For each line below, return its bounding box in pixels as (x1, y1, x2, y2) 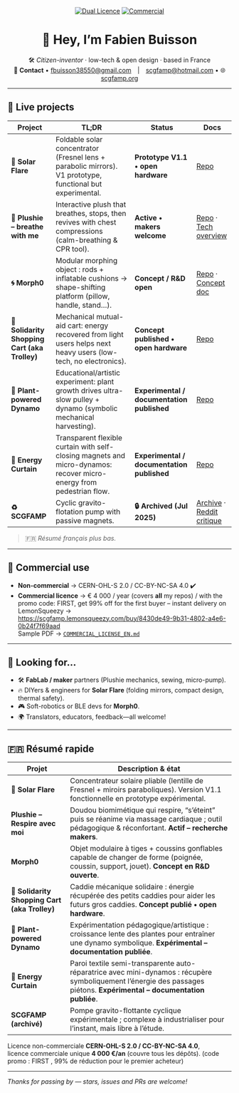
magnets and (81, 450, 126, 460)
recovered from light (55, 329, 124, 339)
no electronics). (74, 356, 127, 366)
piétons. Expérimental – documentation (70, 985, 205, 995)
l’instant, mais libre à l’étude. (70, 1023, 165, 1033)
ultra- (103, 385, 124, 395)
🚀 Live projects (7, 101, 75, 113)
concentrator (55, 143, 100, 153)
